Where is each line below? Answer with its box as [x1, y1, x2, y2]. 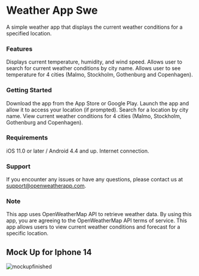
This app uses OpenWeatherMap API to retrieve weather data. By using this [6, 211, 192, 218]
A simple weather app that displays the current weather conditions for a [6, 23, 183, 31]
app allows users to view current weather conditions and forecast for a [6, 223, 180, 230]
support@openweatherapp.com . [6, 182, 87, 189]
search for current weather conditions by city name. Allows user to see [6, 65, 181, 72]
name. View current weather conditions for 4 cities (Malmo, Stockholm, [6, 112, 182, 120]
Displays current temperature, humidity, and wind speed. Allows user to [6, 58, 182, 66]
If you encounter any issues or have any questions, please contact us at [6, 176, 183, 183]
